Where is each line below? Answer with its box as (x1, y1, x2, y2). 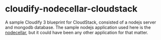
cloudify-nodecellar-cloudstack (5, 3, 138, 14)
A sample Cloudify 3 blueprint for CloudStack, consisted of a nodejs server (5, 19, 157, 25)
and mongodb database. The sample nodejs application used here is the (5, 24, 151, 30)
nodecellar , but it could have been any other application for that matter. (5, 29, 148, 35)
